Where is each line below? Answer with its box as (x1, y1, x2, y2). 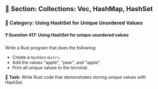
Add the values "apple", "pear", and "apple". (12, 59, 101, 65)
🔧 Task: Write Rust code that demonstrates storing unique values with (5, 74, 146, 80)
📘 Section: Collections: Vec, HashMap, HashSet (5, 5, 153, 13)
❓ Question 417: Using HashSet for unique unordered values (5, 32, 129, 38)
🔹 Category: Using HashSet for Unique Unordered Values (5, 20, 143, 26)
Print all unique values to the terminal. (12, 65, 89, 70)
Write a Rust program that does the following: (5, 44, 97, 50)
